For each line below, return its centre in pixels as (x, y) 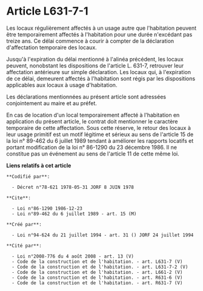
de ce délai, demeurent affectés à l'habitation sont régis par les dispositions (101, 78)
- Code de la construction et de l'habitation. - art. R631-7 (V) (97, 283)
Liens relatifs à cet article (39, 165)
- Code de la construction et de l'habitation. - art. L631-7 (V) (97, 262)
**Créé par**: (24, 224)
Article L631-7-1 (47, 11)
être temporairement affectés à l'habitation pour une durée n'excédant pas (99, 34)
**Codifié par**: (28, 176)
